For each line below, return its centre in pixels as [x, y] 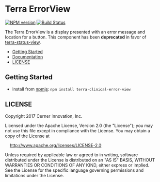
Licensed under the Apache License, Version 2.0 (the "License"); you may [79, 126]
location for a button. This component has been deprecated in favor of [76, 37]
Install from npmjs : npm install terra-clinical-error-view [71, 89]
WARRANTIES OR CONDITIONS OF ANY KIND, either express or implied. [77, 165]
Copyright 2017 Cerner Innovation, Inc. [44, 116]
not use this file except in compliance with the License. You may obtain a [78, 130]
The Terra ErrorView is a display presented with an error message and [75, 32]
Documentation [27, 56]
